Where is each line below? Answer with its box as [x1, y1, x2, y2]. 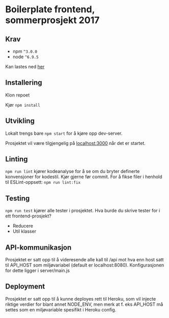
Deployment [5, 282, 45, 291]
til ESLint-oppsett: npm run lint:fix [5, 179, 80, 185]
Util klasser [12, 228, 37, 234]
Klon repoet [5, 92, 30, 98]
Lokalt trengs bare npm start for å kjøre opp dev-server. [5, 130, 123, 136]
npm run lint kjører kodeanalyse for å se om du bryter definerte [5, 168, 140, 175]
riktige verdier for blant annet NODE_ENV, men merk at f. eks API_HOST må [5, 301, 163, 307]
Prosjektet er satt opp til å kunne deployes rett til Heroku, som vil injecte [5, 296, 156, 302]
